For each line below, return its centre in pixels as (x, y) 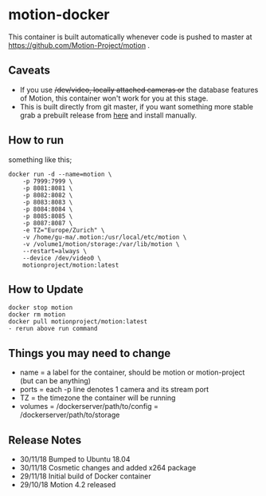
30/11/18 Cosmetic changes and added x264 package (108, 468)
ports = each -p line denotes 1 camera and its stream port (114, 390)
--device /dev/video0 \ (62, 258)
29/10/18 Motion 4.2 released (68, 484)
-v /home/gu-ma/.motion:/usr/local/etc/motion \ (105, 237)
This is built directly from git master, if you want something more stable (136, 106)
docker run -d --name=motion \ (60, 174)
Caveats (29, 71)
